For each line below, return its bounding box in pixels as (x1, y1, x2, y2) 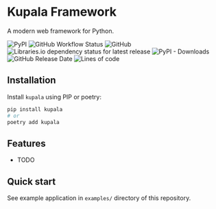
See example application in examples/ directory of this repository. (7, 194, 191, 202)
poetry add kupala (7, 119, 60, 125)
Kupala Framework (7, 4, 117, 20)
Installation (7, 75, 56, 86)
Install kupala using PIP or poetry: (7, 93, 101, 101)
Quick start (7, 175, 56, 187)
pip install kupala (7, 106, 63, 113)
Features (7, 138, 46, 149)
